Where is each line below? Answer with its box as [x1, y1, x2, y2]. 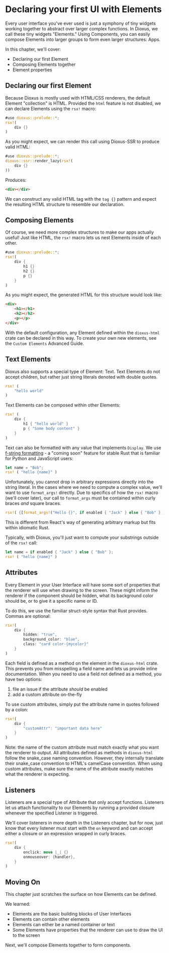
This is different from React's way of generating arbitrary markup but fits [5, 519, 156, 525]
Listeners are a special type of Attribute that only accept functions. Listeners [5, 799, 164, 805]
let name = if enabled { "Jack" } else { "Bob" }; [5, 550, 114, 555]
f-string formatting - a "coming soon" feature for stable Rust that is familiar [5, 450, 160, 456]
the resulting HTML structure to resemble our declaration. [5, 201, 125, 207]
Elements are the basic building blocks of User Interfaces [12, 911, 132, 917]
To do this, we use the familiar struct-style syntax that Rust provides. [5, 608, 148, 614]
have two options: [5, 676, 42, 682]
